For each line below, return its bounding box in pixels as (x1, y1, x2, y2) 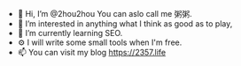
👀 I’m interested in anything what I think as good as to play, (17, 18, 233, 29)
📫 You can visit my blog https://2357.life (17, 48, 167, 57)
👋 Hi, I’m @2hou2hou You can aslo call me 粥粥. (17, 9, 192, 18)
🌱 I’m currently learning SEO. (17, 28, 123, 38)
